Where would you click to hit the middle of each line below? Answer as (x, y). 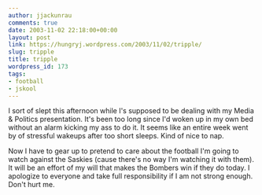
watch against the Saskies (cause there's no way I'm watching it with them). (131, 160)
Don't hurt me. (31, 185)
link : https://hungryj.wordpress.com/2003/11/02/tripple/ (105, 45)
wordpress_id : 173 (38, 67)
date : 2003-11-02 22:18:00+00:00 (63, 30)
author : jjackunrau (40, 15)
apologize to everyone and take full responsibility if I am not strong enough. (131, 176)
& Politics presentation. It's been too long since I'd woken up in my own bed (131, 120)
